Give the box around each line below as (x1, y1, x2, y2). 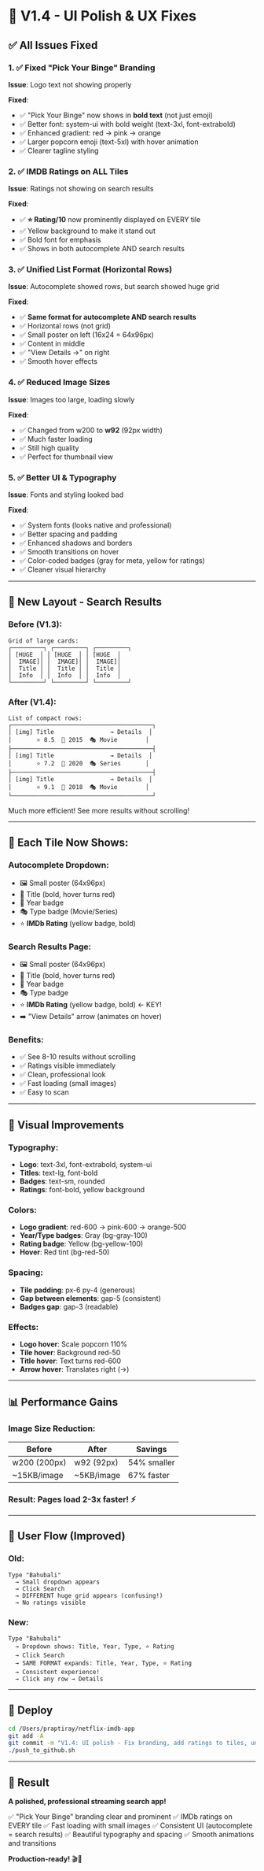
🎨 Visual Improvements (8, 1118, 124, 1132)
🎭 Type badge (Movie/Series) (19, 906, 118, 916)
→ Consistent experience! (15, 1668, 101, 1676)
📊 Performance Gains (8, 1395, 119, 1409)
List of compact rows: (8, 714, 82, 723)
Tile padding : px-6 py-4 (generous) (19, 1285, 136, 1295)
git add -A (8, 1732, 44, 1739)
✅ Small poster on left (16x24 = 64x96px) (19, 330, 155, 339)
